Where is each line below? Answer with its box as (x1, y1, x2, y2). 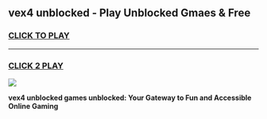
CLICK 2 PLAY (8, 59, 64, 71)
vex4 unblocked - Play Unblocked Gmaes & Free (8, 6, 251, 20)
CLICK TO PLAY (8, 30, 70, 41)
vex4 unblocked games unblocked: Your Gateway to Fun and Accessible (8, 93, 252, 102)
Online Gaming (8, 101, 59, 110)
